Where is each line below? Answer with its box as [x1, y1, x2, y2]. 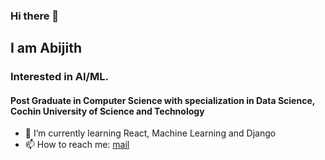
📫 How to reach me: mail [24, 139, 130, 151]
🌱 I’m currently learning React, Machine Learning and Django [24, 127, 277, 139]
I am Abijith [10, 40, 83, 57]
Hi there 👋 [10, 9, 60, 23]
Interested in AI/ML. [10, 70, 109, 84]
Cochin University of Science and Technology [10, 105, 205, 117]
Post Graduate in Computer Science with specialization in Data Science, [10, 94, 315, 106]
